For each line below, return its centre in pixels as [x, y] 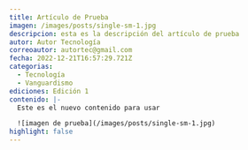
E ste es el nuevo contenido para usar [89, 108]
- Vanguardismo [45, 83]
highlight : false [41, 132]
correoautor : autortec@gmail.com [71, 50]
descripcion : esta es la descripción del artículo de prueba [124, 34]
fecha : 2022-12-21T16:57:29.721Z [71, 58]
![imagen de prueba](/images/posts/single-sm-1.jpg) [116, 124]
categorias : [31, 67]
